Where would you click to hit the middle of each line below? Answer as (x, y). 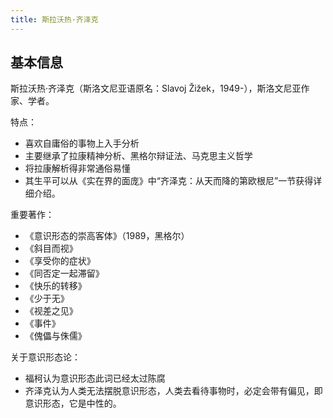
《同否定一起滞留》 (64, 273)
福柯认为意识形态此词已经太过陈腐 (95, 378)
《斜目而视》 (51, 248)
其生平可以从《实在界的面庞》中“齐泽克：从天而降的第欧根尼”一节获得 (169, 181)
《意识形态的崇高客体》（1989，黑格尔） (107, 236)
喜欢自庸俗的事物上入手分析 (82, 143)
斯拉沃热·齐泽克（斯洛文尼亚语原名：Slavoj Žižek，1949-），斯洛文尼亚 (156, 88)
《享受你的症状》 (60, 261)
